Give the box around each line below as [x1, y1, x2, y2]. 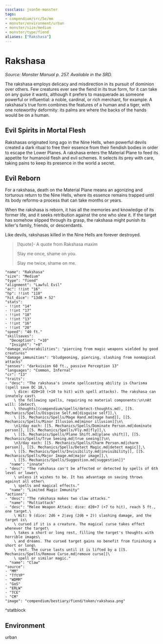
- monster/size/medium [5, 25, 51, 30]
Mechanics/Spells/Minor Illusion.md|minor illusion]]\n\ [5, 419, 123, 424]
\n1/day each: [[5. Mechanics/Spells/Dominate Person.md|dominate [14, 423, 152, 429]
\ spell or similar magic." [14, 556, 71, 561]
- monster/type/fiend [5, 30, 49, 35]
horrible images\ [5, 535, 41, 540]
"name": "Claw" [9, 560, 41, 565]
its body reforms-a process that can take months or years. [5, 197, 122, 203]
